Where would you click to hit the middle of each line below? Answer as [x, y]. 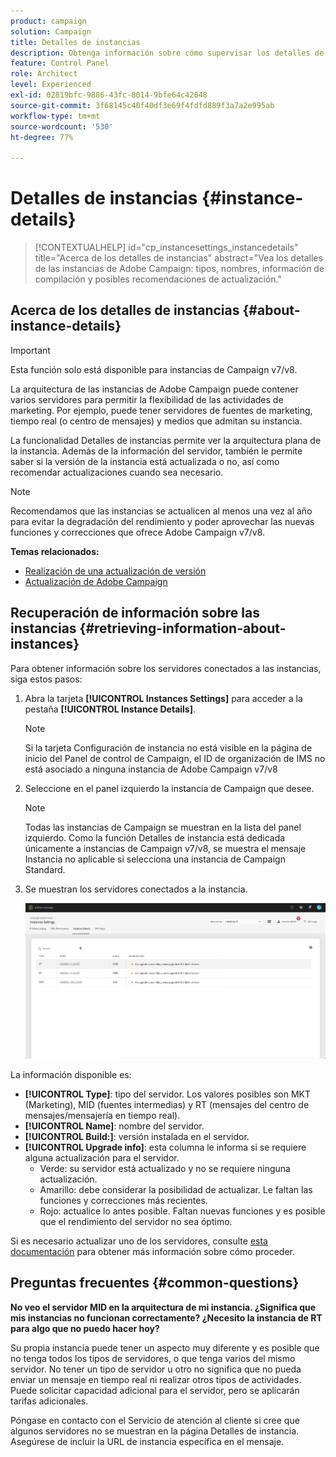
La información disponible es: [71, 1074]
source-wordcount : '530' [62, 126]
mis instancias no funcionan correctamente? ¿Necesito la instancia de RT [166, 1317]
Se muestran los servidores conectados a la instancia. [136, 889]
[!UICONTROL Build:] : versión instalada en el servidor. [137, 1136]
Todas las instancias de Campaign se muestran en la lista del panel [163, 827]
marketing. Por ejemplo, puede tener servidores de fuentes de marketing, [161, 410]
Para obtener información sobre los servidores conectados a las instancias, [166, 668]
